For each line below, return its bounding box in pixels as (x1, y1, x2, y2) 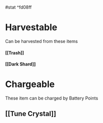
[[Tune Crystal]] (5, 109, 56, 118)
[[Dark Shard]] (5, 61, 36, 67)
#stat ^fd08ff (5, 4, 32, 10)
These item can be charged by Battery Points (5, 95, 98, 101)
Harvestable (5, 22, 57, 33)
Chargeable (5, 78, 55, 90)
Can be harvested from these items (5, 38, 78, 44)
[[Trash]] (5, 49, 24, 55)
